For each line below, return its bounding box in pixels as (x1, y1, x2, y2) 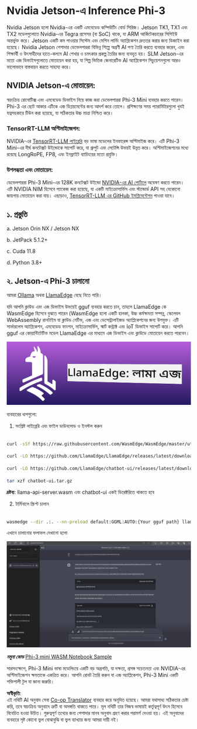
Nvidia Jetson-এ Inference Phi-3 (6, 4, 165, 18)
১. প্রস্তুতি (6, 209, 28, 219)
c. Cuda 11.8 (6, 247, 36, 255)
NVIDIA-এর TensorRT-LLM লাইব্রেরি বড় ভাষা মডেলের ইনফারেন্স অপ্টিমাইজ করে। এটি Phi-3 (6, 137, 180, 145)
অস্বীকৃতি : (6, 690, 22, 697)
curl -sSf (6, 441, 31, 447)
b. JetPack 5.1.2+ (6, 236, 48, 243)
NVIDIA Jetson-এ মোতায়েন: (6, 81, 96, 91)
